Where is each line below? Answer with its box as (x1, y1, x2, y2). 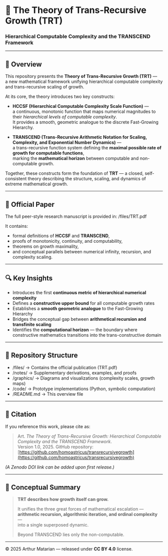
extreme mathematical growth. (5, 181, 68, 187)
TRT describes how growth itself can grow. (17, 497, 109, 503)
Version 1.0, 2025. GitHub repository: (17, 444, 93, 450)
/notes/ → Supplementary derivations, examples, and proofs (12, 370, 136, 376)
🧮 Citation (5, 410, 36, 419)
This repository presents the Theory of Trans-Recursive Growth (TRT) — (5, 73, 157, 79)
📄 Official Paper (5, 200, 55, 209)
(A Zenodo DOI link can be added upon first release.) (5, 464, 115, 470)
